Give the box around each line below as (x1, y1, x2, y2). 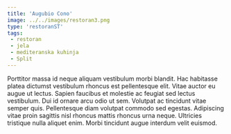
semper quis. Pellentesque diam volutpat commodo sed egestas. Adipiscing (7, 103, 224, 112)
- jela (10, 42, 30, 49)
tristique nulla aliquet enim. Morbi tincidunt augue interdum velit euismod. (7, 119, 217, 127)
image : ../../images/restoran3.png (7, 17, 110, 24)
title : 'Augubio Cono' (7, 10, 73, 17)
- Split (10, 56, 33, 62)
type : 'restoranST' (7, 23, 64, 30)
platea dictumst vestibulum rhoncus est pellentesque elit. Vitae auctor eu (7, 81, 216, 90)
